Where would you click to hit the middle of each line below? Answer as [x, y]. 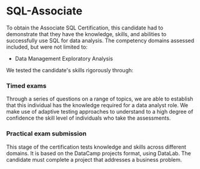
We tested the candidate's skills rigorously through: [70, 70]
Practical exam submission [47, 134]
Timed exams [26, 85]
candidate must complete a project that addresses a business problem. [94, 159]
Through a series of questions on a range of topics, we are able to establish [100, 99]
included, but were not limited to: [47, 47]
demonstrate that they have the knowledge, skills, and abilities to [86, 34]
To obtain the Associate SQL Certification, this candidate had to [85, 28]
